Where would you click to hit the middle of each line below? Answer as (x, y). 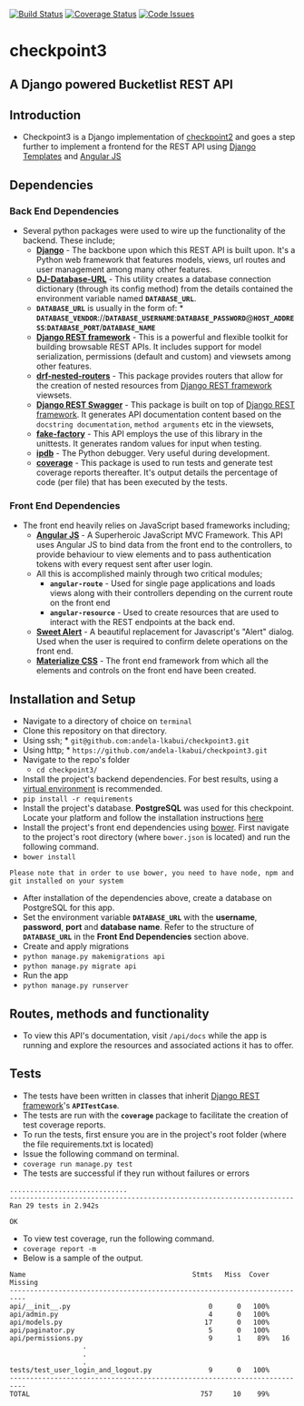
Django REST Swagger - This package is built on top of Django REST (166, 405)
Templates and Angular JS (72, 157)
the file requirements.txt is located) (88, 1144)
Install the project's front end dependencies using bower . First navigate (156, 827)
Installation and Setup (73, 699)
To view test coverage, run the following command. (118, 1239)
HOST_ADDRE (274, 319)
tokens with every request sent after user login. (124, 564)
